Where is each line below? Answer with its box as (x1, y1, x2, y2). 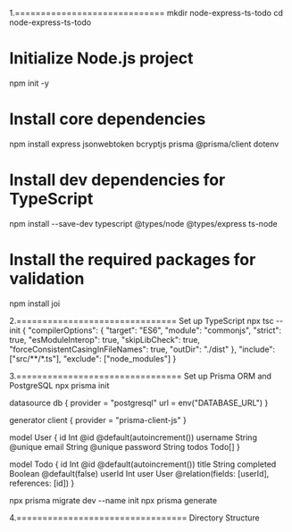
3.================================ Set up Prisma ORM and (9, 370, 272, 381)
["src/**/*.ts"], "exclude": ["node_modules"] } (9, 353, 177, 364)
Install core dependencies (9, 109, 206, 129)
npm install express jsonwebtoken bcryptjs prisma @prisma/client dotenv (9, 138, 279, 149)
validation (9, 269, 85, 288)
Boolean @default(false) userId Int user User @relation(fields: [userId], (9, 468, 270, 478)
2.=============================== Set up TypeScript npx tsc (9, 315, 274, 326)
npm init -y (9, 78, 49, 88)
